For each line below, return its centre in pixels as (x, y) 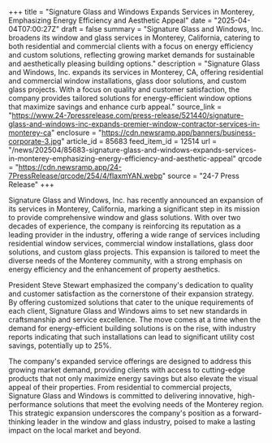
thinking (22, 421)
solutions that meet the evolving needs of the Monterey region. (159, 404)
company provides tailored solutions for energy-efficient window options (130, 98)
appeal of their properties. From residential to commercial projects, (120, 387)
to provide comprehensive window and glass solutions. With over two (125, 217)
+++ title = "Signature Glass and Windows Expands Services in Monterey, (132, 12)
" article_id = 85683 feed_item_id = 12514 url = (139, 141)
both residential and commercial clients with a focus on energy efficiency (131, 46)
